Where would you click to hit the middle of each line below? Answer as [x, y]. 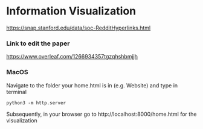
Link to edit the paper [38, 43]
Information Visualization [71, 11]
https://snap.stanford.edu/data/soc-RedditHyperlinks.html [79, 28]
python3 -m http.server [36, 103]
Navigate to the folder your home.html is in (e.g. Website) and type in [92, 85]
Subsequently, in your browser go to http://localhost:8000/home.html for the [101, 114]
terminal [17, 92]
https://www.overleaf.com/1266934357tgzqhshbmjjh [72, 57]
